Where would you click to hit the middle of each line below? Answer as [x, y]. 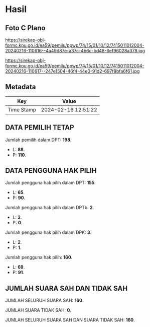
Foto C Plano [25, 28]
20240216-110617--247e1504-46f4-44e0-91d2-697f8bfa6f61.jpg [72, 71]
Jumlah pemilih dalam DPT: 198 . [38, 140]
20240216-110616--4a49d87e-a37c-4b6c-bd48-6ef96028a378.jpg [75, 51]
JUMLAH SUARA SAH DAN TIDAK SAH [66, 288]
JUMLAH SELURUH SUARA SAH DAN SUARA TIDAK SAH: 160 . [70, 320]
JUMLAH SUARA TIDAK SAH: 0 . [38, 310]
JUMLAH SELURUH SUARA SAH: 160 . [44, 300]
